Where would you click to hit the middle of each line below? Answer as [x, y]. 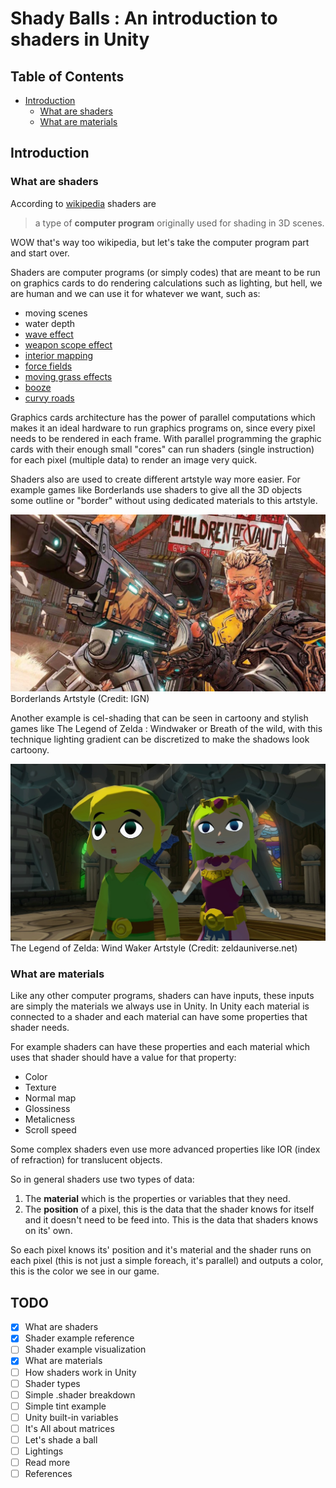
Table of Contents [67, 76]
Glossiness [47, 1109]
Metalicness [50, 1119]
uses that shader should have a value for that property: [123, 1058]
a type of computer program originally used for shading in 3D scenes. [179, 223]
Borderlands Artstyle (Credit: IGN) [80, 699]
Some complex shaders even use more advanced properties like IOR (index [165, 1149]
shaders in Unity [80, 39]
